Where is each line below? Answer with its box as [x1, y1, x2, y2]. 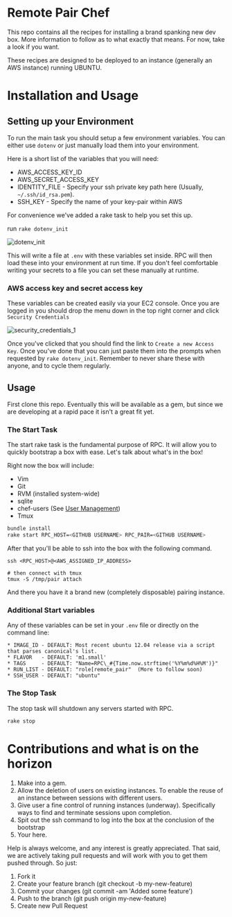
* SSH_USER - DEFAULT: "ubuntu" [7, 672, 100, 680]
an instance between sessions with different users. [17, 793, 163, 802]
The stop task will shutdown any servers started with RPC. [7, 704, 174, 712]
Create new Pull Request [17, 901, 88, 910]
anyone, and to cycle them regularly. [7, 362, 111, 370]
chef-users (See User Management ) [17, 505, 121, 513]
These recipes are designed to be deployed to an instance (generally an [7, 56, 213, 64]
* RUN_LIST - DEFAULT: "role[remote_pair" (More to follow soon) [7, 666, 203, 673]
